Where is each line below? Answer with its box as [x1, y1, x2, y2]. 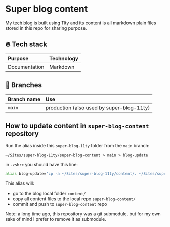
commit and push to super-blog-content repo [12, 201, 107, 207]
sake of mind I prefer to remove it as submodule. [5, 216, 106, 222]
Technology [49, 55, 78, 62]
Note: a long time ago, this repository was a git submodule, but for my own [5, 211, 161, 217]
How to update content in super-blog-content [5, 121, 149, 130]
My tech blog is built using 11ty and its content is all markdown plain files [5, 20, 156, 26]
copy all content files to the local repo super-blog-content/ [12, 196, 136, 202]
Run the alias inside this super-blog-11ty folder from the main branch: [5, 143, 150, 149]
